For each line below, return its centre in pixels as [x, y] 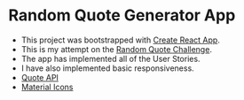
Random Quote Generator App [122, 15]
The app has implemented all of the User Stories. [110, 58]
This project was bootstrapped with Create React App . [121, 40]
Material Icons [47, 87]
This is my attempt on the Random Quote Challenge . [116, 49]
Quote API [40, 77]
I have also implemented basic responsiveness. [107, 68]
